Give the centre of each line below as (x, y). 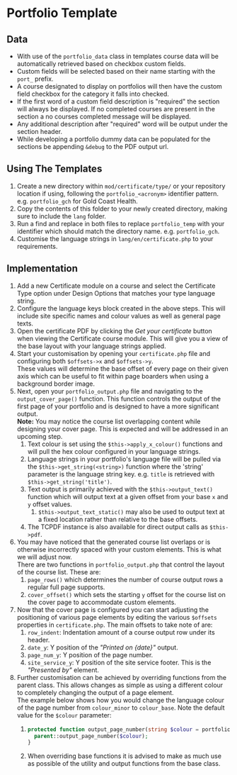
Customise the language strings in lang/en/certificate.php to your (115, 238)
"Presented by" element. (63, 670)
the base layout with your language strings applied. (92, 346)
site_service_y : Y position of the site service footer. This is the (119, 662)
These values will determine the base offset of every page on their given (122, 368)
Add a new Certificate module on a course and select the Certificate (116, 286)
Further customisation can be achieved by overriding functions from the (122, 677)
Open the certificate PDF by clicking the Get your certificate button (115, 330)
